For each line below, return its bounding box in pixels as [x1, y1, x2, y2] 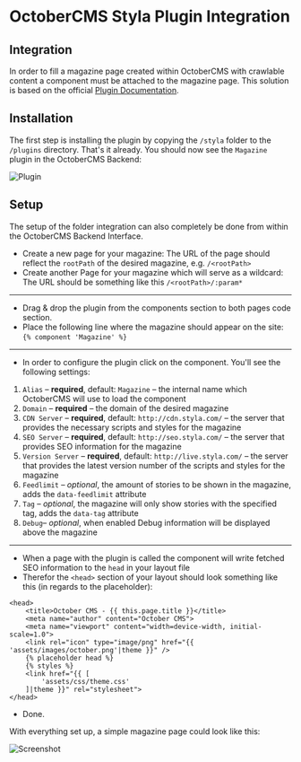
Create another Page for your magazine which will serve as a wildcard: [21, 267, 284, 277]
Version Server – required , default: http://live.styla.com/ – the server [21, 451, 288, 461]
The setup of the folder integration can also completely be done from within [9, 221, 288, 232]
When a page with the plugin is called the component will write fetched [21, 552, 285, 563]
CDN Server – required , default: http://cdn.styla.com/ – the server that [21, 412, 285, 423]
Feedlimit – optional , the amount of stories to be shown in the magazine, [21, 478, 291, 490]
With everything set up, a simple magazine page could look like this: [9, 725, 261, 737]
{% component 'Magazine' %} [21, 332, 127, 342]
